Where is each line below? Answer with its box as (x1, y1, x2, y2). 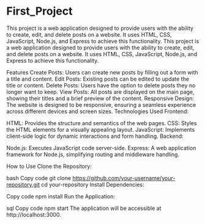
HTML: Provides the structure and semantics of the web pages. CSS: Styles (6, 119, 197, 126)
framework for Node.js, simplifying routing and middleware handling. (6, 151, 179, 158)
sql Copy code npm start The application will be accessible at (6, 204, 162, 212)
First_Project (6, 4, 73, 18)
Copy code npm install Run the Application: (6, 192, 115, 200)
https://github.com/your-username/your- (72, 174, 176, 181)
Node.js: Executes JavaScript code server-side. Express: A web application (6, 144, 196, 151)
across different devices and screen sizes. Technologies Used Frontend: (6, 107, 188, 115)
